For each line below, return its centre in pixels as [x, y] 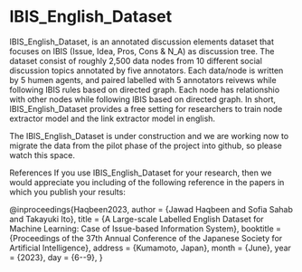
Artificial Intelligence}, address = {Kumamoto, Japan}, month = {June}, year [151, 248]
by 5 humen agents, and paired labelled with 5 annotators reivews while [143, 80]
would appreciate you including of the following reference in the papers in [147, 182]
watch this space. [42, 155]
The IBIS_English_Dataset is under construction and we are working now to [149, 136]
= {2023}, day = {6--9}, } [57, 257]
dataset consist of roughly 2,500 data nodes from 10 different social [136, 61]
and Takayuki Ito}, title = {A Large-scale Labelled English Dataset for [137, 219]
